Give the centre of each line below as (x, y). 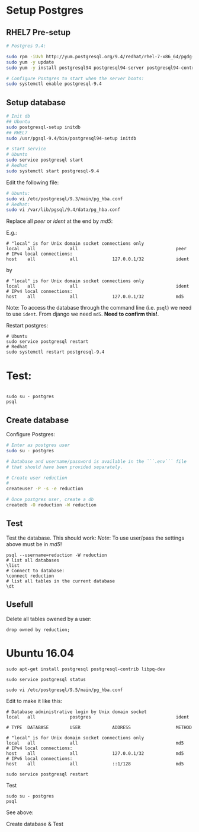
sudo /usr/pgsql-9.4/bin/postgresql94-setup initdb (71, 138)
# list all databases (33, 560)
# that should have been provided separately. (65, 467)
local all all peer (96, 249)
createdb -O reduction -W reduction (51, 505)
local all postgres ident (98, 717)
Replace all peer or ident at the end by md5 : (60, 221)
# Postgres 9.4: (26, 46)
